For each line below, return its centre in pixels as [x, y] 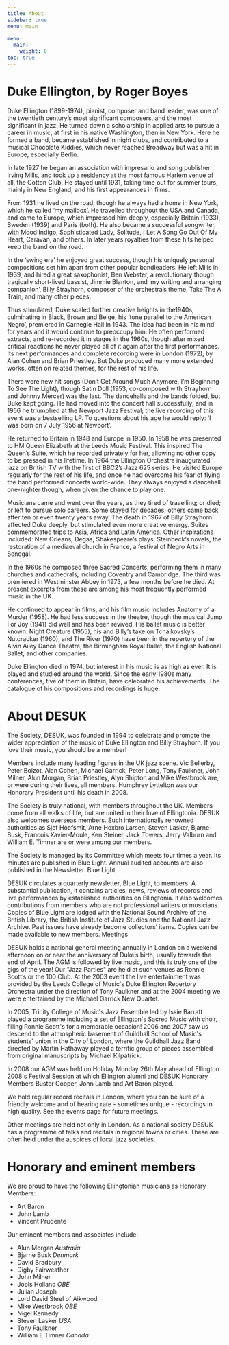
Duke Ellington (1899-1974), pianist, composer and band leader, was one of [113, 110]
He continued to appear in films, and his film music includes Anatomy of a [111, 609]
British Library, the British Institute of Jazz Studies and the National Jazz [109, 920]
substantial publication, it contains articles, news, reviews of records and [110, 890]
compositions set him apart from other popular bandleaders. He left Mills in [113, 267]
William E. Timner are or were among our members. [80, 842]
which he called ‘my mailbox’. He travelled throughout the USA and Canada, [113, 210]
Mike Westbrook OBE [47, 1306]
